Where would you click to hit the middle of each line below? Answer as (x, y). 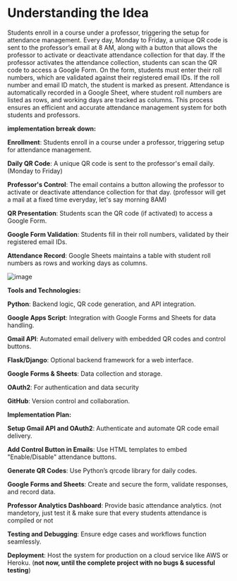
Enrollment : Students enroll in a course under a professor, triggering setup (116, 142)
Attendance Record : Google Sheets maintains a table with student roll (109, 255)
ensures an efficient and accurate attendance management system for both (117, 107)
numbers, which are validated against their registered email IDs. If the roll (114, 77)
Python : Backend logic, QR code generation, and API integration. (102, 304)
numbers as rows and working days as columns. (78, 263)
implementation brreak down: (52, 128)
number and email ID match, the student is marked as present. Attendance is (119, 85)
